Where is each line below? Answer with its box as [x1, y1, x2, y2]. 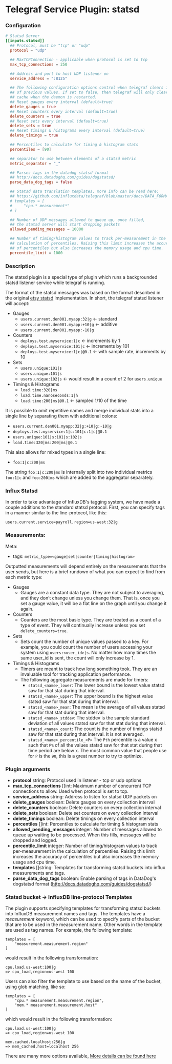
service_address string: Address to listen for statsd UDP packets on [12, 793, 157, 799]
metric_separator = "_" [10, 160, 60, 166]
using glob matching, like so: [5, 983, 66, 990]
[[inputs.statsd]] [5, 38, 45, 44]
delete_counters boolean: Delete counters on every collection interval [12, 804, 161, 811]
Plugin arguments [5, 766, 51, 773]
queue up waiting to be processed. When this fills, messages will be [12, 832, 156, 838]
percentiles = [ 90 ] [10, 147, 52, 152]
